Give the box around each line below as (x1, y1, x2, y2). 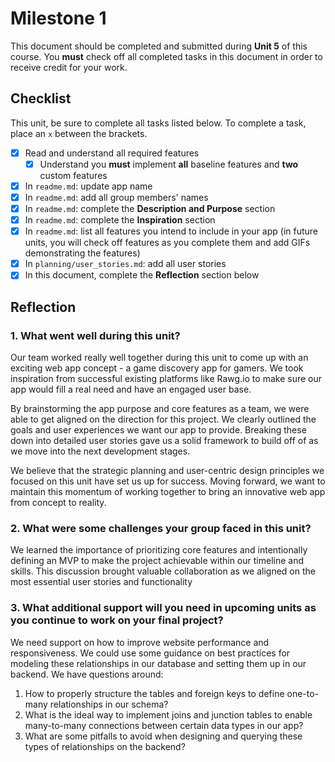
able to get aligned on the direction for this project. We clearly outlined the (10, 413, 317, 425)
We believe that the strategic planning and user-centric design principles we (10, 465, 325, 476)
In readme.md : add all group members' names (24, 191, 209, 203)
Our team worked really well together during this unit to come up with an (10, 352, 309, 363)
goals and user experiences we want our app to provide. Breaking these (10, 424, 307, 436)
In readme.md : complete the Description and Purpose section (24, 203, 276, 214)
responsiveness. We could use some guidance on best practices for (10, 647, 291, 659)
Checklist (10, 90, 72, 107)
